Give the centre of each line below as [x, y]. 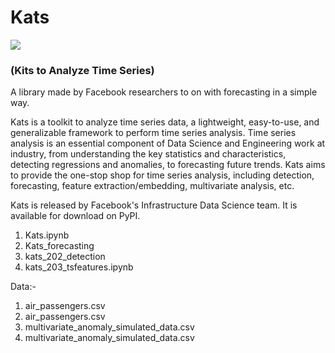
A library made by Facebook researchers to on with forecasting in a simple [164, 92]
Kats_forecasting [59, 246]
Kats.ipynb [47, 235]
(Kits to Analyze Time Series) [82, 70]
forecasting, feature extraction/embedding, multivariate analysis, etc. [152, 186]
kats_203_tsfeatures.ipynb [79, 267]
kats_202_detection [65, 257]
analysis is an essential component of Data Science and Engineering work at [168, 143]
